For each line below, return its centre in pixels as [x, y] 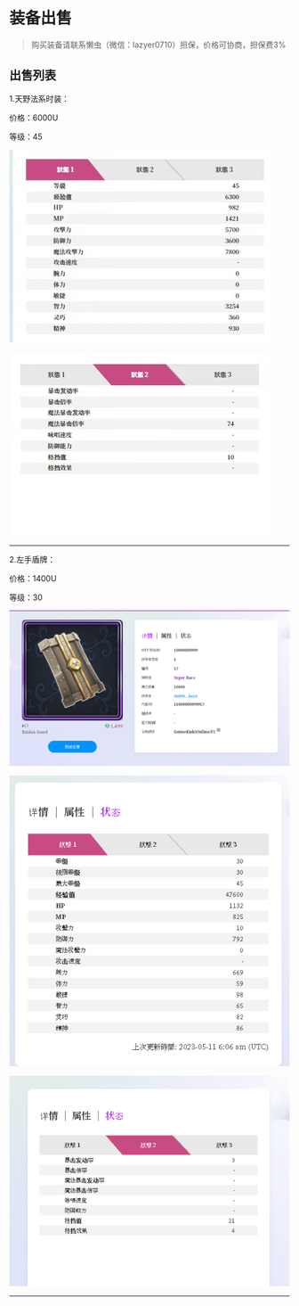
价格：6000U [34, 118]
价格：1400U [33, 578]
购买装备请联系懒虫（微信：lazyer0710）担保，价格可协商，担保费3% [158, 45]
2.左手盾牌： [32, 559]
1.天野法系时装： [39, 98]
